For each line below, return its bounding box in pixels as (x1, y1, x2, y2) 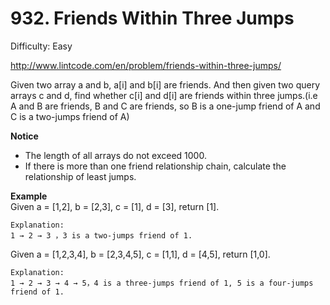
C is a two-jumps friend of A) (10, 110, 130, 122)
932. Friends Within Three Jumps (10, 7, 295, 30)
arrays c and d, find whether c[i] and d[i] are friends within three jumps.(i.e (10, 89, 318, 101)
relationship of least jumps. (24, 170, 137, 182)
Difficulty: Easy (10, 40, 73, 52)
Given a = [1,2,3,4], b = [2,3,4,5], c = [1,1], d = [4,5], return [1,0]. (10, 248, 271, 260)
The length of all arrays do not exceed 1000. (24, 149, 207, 161)
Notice (10, 130, 39, 142)
